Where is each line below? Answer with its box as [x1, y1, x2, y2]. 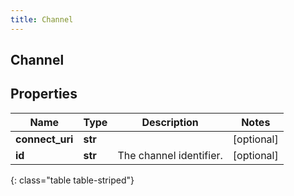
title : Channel [10, 14, 74, 25]
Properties [10, 86, 78, 103]
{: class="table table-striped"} [10, 174, 135, 186]
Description [141, 115, 199, 129]
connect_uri [15, 132, 74, 146]
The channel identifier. [117, 148, 223, 162]
